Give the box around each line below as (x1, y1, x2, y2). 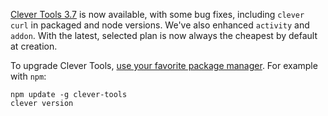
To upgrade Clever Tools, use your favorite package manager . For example (10, 60, 318, 71)
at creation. (10, 40, 58, 52)
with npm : (10, 70, 47, 82)
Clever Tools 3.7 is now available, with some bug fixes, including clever (10, 9, 305, 20)
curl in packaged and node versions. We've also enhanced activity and (10, 19, 310, 31)
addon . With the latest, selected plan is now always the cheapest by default (10, 30, 318, 41)
